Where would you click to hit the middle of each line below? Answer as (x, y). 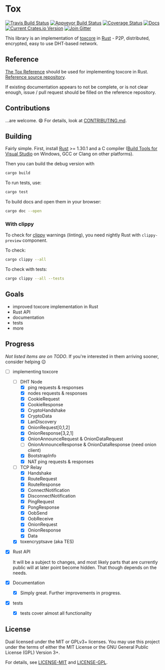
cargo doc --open (24, 211)
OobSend (38, 513)
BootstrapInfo (42, 456)
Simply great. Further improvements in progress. (71, 593)
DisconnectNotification (52, 496)
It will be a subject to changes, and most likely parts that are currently (85, 562)
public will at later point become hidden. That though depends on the (85, 567)
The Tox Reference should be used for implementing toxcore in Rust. (77, 72)
